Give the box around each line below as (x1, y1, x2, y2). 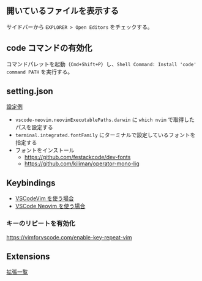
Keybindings (6, 178, 56, 188)
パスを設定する (15, 124, 53, 131)
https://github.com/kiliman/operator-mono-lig (24, 160, 140, 167)
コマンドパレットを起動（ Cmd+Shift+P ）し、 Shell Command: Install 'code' (6, 60, 197, 67)
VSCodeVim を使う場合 (15, 195, 75, 202)
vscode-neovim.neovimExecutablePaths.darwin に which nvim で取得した (15, 116, 195, 124)
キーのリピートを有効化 (6, 219, 75, 228)
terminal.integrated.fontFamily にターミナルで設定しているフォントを (15, 131, 196, 139)
